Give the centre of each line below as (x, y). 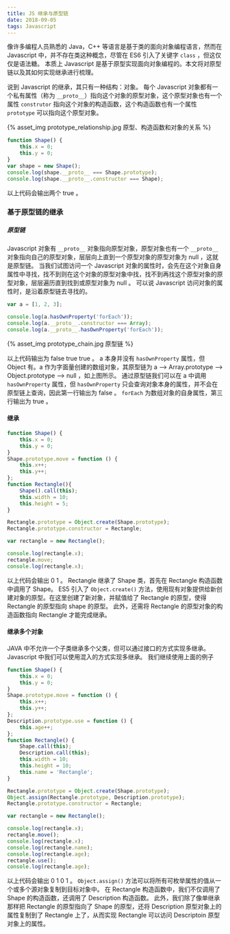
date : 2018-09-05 (32, 20)
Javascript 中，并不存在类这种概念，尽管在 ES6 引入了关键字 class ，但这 (111, 55)
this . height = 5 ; (44, 503)
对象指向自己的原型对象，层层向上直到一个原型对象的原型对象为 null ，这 (110, 257)
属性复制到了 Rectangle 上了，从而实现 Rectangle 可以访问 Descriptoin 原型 (114, 915)
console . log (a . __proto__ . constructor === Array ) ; (79, 324)
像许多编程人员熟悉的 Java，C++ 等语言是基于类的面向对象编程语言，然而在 (115, 47)
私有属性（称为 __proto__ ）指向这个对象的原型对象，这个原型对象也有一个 (117, 96)
